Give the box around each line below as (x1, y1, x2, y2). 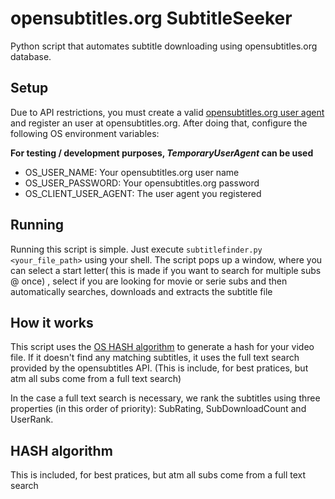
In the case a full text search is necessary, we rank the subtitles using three (10, 392, 321, 404)
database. (10, 50, 52, 62)
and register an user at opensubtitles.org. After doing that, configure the (10, 117, 308, 129)
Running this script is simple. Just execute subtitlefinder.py (10, 243, 263, 255)
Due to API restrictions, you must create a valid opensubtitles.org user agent (10, 106, 325, 118)
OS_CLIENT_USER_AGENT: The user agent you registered (24, 187, 262, 199)
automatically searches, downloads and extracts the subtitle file (10, 285, 273, 297)
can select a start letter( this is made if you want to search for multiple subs (10, 264, 322, 276)
